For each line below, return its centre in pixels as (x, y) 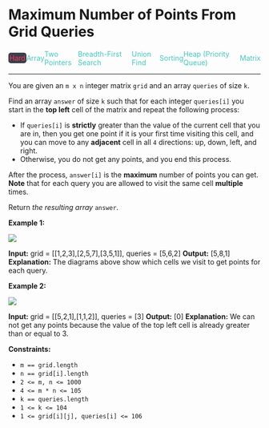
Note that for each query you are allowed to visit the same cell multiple (126, 183)
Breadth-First (100, 54)
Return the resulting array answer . (63, 207)
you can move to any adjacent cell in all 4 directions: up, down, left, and (139, 142)
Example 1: (27, 223)
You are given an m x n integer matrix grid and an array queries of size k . (129, 85)
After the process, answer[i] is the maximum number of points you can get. (133, 175)
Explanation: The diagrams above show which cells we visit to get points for (134, 261)
